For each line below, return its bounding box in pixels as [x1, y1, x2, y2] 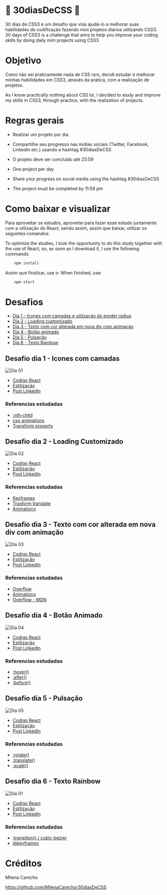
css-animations [12, 417, 45, 423]
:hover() [12, 669, 29, 675]
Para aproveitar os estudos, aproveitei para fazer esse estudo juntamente [5, 220, 157, 226]
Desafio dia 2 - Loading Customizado [5, 437, 124, 445]
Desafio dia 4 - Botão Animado [5, 611, 103, 620]
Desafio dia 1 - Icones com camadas [5, 354, 120, 363]
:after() [12, 674, 27, 680]
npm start [14, 279, 35, 285]
